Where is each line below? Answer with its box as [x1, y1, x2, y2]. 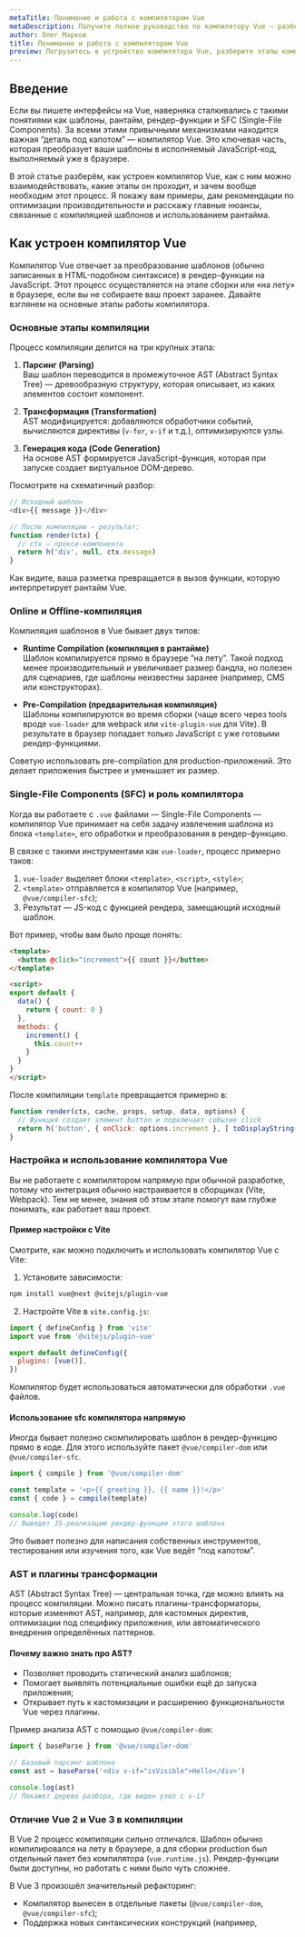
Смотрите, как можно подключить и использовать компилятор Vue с [9, 1244, 280, 1255]
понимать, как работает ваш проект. [9, 1203, 152, 1214]
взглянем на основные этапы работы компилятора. [9, 298, 211, 309]
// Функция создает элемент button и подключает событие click [17, 1115, 261, 1124]
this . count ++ [33, 1039, 84, 1048]
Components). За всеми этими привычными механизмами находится [9, 124, 279, 135]
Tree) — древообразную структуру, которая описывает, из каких [22, 379, 275, 390]
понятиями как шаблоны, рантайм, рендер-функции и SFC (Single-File [9, 115, 282, 125]
